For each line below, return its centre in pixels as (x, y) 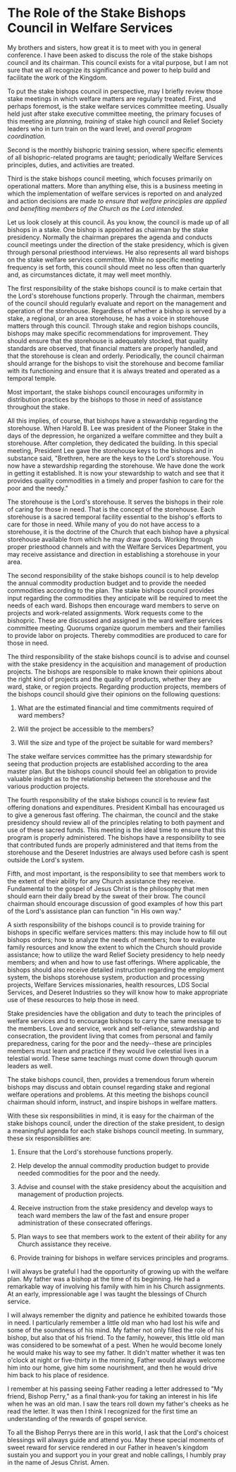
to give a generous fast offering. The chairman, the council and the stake (113, 815)
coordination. (27, 136)
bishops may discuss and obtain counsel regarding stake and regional (109, 1087)
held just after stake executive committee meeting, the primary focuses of (114, 114)
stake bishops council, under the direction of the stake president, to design (116, 1123)
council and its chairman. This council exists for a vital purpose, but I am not (118, 62)
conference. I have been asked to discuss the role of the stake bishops (110, 55)
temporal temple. (32, 378)
